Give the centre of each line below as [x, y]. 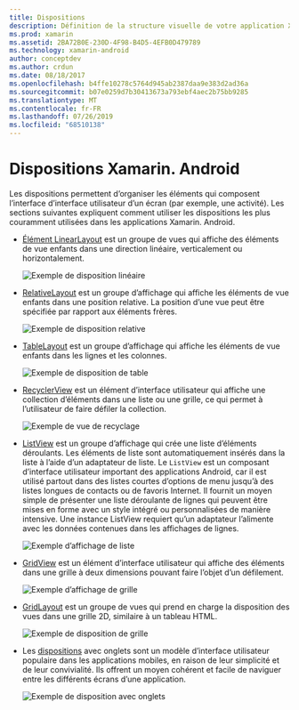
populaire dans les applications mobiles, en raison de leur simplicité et [151, 660]
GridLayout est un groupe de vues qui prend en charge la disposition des [156, 607]
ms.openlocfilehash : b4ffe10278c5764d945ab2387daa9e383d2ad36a [129, 84]
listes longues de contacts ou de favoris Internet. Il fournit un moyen [147, 490]
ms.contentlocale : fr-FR [55, 109]
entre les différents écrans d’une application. [104, 679]
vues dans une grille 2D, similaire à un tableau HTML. [120, 616]
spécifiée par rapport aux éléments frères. [100, 311]
